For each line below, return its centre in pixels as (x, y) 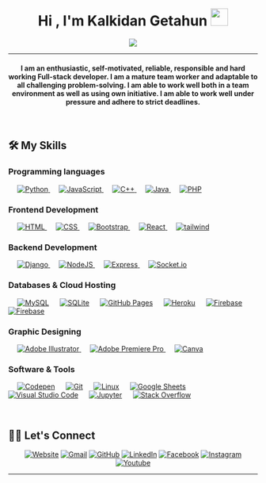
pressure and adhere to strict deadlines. (133, 102)
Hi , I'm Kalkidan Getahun (123, 21)
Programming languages (57, 172)
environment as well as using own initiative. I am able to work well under (133, 93)
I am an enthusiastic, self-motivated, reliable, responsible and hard (133, 68)
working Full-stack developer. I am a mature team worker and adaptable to (133, 76)
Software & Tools (42, 369)
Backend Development (53, 247)
